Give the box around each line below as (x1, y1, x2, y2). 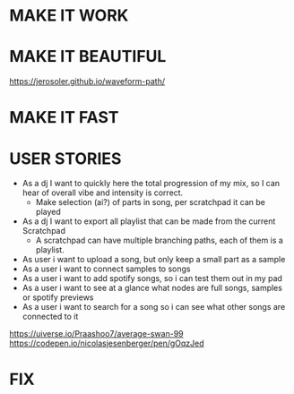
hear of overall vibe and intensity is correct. (22, 187, 184, 198)
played (35, 207, 61, 218)
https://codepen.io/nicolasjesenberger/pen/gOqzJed (9, 338, 204, 349)
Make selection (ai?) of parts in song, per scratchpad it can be (35, 197, 266, 208)
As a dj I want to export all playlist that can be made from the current (22, 216, 276, 227)
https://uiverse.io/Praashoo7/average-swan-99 (9, 329, 184, 339)
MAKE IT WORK (9, 5, 129, 26)
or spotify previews (22, 292, 94, 303)
